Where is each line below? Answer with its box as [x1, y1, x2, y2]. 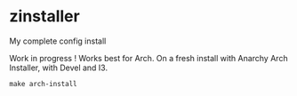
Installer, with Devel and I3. [9, 62, 108, 73]
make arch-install [9, 79, 77, 88]
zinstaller [9, 6, 80, 27]
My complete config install [9, 36, 107, 46]
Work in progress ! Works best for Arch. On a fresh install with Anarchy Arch [9, 52, 288, 63]
